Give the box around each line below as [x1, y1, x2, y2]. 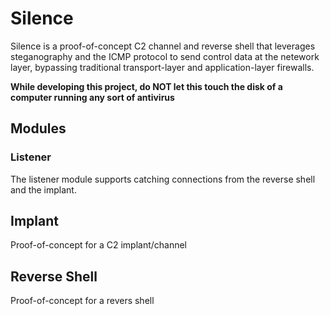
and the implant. [10, 183, 77, 196]
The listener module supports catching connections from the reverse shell [10, 173, 316, 185]
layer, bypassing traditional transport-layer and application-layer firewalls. [10, 61, 315, 73]
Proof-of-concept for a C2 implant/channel [10, 239, 188, 251]
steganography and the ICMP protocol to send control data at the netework [10, 50, 320, 62]
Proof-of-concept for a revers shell [10, 295, 155, 307]
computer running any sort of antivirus [10, 91, 175, 103]
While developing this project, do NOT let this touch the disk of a [10, 80, 283, 92]
